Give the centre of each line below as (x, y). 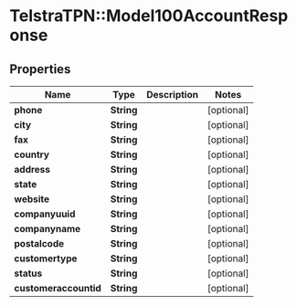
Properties (40, 69)
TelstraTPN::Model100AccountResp (149, 16)
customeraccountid (58, 288)
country (32, 154)
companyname (48, 229)
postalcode (39, 243)
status (28, 273)
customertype (46, 259)
